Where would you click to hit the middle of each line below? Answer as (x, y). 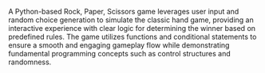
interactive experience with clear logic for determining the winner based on (132, 28)
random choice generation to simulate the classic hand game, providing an (131, 20)
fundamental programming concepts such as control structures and (119, 54)
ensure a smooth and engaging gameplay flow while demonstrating (119, 45)
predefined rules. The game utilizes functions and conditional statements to (132, 36)
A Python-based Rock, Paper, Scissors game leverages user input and (124, 12)
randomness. (30, 62)
